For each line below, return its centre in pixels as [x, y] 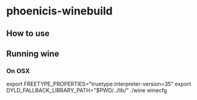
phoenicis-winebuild [60, 11]
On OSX [18, 70]
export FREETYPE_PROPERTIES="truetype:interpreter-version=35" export [99, 84]
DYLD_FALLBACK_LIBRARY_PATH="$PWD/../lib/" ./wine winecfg [87, 90]
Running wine [33, 53]
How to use [28, 33]
